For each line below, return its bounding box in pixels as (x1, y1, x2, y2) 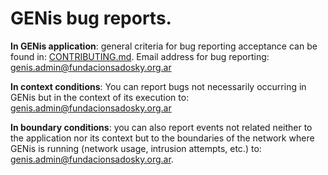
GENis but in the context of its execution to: (10, 91, 190, 103)
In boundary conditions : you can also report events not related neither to (10, 121, 313, 133)
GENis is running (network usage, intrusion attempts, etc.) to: (10, 142, 262, 154)
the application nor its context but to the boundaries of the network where (10, 132, 315, 144)
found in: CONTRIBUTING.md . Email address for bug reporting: (10, 50, 270, 62)
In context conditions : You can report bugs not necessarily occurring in (10, 80, 307, 92)
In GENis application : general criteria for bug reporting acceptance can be (10, 40, 318, 52)
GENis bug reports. (10, 7, 172, 30)
